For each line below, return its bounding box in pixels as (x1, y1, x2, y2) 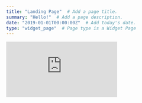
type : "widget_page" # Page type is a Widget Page (6, 25, 136, 31)
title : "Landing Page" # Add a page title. (6, 8, 118, 15)
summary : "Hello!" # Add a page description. (6, 14, 123, 20)
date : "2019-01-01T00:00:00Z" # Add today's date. (6, 20, 136, 25)
